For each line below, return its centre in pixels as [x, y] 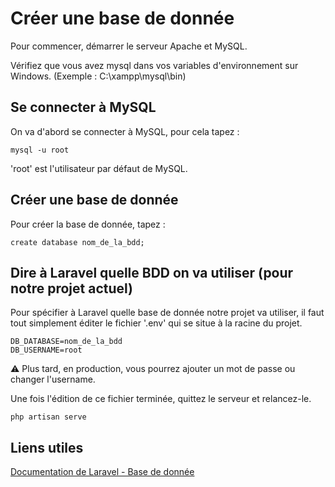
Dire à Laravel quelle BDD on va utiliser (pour [152, 272]
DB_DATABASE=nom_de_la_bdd [66, 342]
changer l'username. [53, 379]
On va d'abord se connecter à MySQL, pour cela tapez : [125, 131]
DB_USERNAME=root [46, 350]
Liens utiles [47, 447]
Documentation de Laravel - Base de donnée [102, 472]
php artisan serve [48, 417]
